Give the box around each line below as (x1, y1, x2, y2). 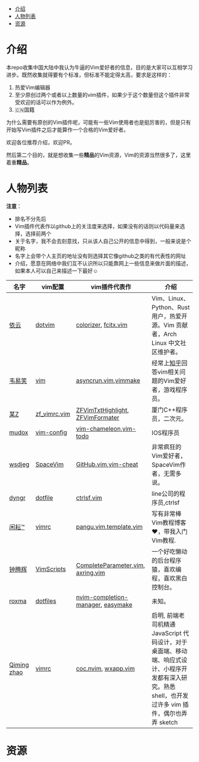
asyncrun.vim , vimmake (76, 376, 140, 384)
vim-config (35, 428, 68, 437)
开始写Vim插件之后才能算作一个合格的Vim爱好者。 (6, 126, 129, 133)
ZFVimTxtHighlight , (76, 406, 129, 414)
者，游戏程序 (152, 385, 188, 394)
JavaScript (152, 629, 182, 637)
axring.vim (76, 568, 105, 577)
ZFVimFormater (76, 413, 120, 422)
